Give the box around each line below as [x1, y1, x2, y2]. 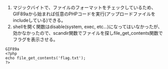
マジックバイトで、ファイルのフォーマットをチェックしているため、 [12, 5, 156, 10]
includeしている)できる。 [12, 17, 66, 23]
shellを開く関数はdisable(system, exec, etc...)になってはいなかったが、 [12, 24, 163, 30]
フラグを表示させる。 [12, 36, 58, 42]
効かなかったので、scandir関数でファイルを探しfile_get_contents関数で [12, 30, 163, 36]
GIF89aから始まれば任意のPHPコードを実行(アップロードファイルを [12, 11, 156, 17]
